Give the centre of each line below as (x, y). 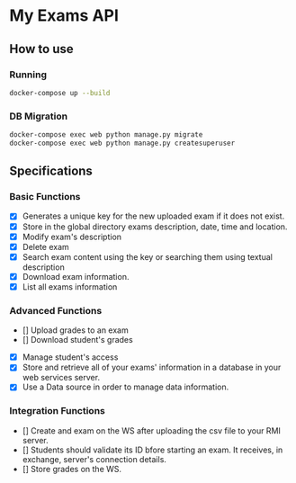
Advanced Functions (56, 310)
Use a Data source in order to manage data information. (126, 387)
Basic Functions (45, 197)
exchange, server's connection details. (94, 459)
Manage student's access (70, 357)
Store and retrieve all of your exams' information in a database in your (152, 367)
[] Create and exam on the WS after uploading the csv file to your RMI (152, 430)
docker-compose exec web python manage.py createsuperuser (122, 143)
